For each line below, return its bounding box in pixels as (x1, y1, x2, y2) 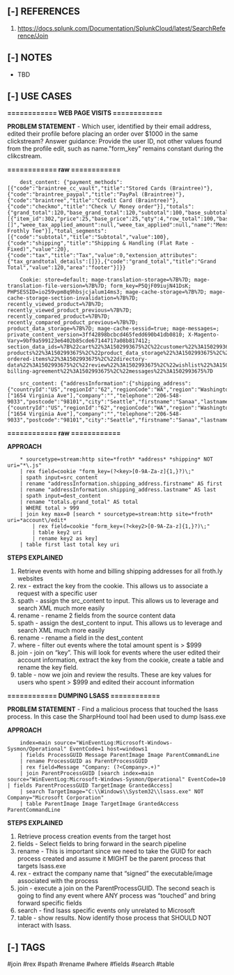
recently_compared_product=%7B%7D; (7, 313, 111, 320)
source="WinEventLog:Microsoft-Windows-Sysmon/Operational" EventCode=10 (7, 776, 226, 783)
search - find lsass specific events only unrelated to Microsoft (17, 906, 195, 915)
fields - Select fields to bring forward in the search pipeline (17, 840, 187, 848)
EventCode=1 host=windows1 (69, 746, 148, 753)
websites (17, 574, 44, 583)
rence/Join (17, 31, 49, 40)
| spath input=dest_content (19, 493, 101, 500)
